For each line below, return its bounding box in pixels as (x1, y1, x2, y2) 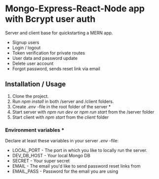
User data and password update (12, 55, 78, 61)
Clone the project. (12, 93, 49, 99)
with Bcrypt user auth (5, 13, 96, 25)
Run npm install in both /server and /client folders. (12, 98, 114, 104)
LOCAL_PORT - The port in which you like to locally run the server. (12, 147, 148, 153)
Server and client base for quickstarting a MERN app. (5, 30, 113, 36)
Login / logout (12, 45, 41, 50)
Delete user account (12, 60, 54, 66)
